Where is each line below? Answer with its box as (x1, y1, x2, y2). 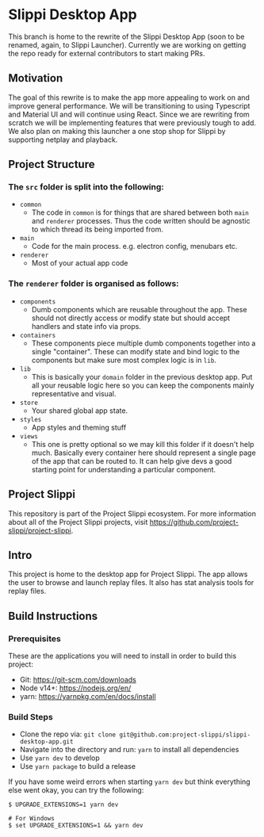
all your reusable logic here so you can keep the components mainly (31, 380, 255, 390)
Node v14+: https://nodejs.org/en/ (19, 683, 132, 693)
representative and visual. (31, 388, 117, 398)
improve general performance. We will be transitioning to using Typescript (8, 101, 251, 110)
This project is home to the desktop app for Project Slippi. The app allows (8, 569, 248, 579)
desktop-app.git (19, 738, 74, 746)
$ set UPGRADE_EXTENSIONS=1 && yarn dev (8, 822, 144, 830)
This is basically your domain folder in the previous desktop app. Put (31, 372, 253, 381)
